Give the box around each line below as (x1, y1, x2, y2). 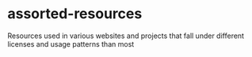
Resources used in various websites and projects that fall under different (7, 31, 245, 40)
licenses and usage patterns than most (7, 39, 135, 48)
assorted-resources (7, 5, 143, 23)
